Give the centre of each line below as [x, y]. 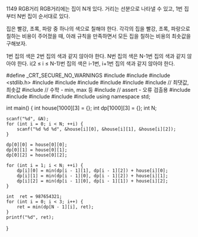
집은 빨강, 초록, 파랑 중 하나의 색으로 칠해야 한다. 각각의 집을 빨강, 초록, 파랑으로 [98, 29]
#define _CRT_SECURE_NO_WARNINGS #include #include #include [88, 75]
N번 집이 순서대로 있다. [44, 16]
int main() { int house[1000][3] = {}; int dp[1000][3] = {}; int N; [82, 108]
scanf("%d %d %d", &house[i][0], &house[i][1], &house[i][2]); [97, 129]
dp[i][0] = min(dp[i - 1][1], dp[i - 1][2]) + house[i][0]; [92, 171]
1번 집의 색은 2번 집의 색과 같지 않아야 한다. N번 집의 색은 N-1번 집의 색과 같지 [96, 56]
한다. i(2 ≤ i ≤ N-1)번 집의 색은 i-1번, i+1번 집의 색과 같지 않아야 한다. [96, 63]
